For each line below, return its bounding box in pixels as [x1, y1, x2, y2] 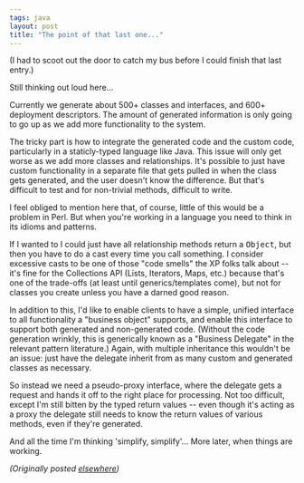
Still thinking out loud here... [9, 82, 114, 93]
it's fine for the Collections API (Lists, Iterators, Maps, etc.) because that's [9, 268, 285, 279]
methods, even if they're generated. [9, 419, 143, 430]
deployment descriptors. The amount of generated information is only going [9, 110, 292, 121]
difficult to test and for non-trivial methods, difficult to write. [9, 185, 233, 196]
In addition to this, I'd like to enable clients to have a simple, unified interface [9, 304, 295, 315]
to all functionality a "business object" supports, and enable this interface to [9, 314, 293, 325]
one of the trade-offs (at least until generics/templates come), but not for [9, 277, 281, 288]
